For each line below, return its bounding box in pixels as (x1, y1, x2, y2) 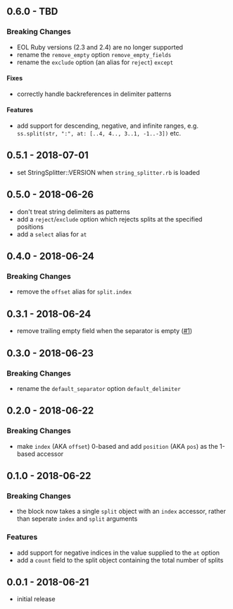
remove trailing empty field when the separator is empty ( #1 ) (16, 327, 193, 335)
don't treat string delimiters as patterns (16, 207, 131, 216)
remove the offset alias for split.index (16, 287, 132, 296)
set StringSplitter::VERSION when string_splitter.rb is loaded (16, 168, 200, 176)
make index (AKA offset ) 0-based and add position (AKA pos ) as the (16, 442, 219, 450)
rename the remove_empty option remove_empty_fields (16, 50, 172, 59)
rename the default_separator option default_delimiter (16, 384, 181, 392)
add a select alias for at (16, 229, 87, 239)
